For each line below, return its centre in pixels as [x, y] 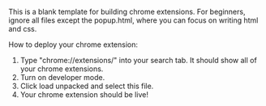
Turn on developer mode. [62, 77]
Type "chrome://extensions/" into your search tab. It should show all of [138, 60]
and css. [23, 29]
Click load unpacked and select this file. [87, 86]
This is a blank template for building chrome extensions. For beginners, [127, 12]
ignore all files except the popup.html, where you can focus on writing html [133, 20]
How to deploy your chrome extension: [73, 45]
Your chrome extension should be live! [84, 95]
